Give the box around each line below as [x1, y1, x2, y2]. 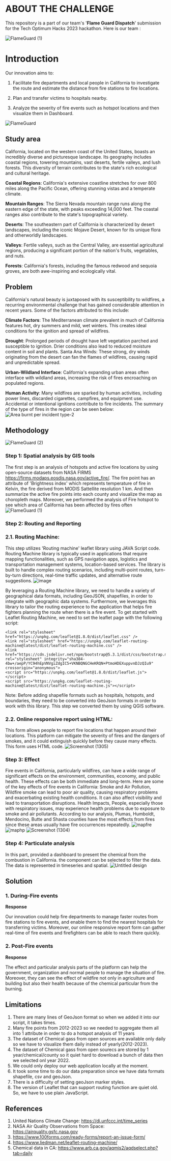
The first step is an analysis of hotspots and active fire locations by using [5, 464, 159, 470]
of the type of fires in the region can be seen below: [5, 406, 115, 412]
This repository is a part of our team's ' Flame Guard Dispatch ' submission [5, 20, 161, 26]
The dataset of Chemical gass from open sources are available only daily [12, 1035, 166, 1041]
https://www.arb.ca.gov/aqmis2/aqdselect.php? [58, 1145, 158, 1151]
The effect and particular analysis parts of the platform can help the [5, 964, 148, 970]
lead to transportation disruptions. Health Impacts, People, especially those [5, 800, 163, 806]
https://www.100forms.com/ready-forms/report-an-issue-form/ [12, 1134, 146, 1140]
